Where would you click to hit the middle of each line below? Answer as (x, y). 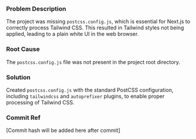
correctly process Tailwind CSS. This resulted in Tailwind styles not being (95, 28)
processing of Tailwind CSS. (40, 102)
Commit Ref (24, 117)
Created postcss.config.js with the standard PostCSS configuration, (90, 90)
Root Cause (23, 49)
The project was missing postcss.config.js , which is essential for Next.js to (98, 22)
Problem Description (36, 9)
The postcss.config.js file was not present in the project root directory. (93, 62)
